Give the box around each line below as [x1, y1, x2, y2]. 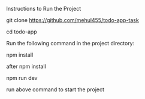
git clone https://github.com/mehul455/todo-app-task [6, 17, 139, 23]
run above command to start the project [6, 86, 105, 93]
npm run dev [6, 75, 38, 81]
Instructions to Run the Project [6, 5, 81, 12]
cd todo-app [6, 28, 37, 35]
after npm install [6, 63, 46, 70]
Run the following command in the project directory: [6, 40, 135, 47]
